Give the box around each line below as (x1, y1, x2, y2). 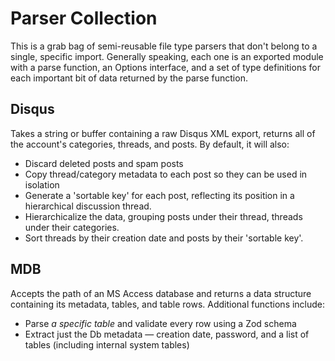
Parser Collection (10, 7, 158, 30)
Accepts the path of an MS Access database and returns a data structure (10, 287, 312, 299)
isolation (24, 178, 60, 191)
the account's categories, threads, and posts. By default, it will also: (10, 138, 290, 150)
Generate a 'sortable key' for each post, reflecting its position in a (24, 189, 295, 201)
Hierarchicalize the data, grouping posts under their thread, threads (24, 210, 303, 222)
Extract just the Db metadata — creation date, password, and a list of (24, 328, 310, 340)
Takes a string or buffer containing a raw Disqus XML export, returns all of (10, 127, 316, 139)
